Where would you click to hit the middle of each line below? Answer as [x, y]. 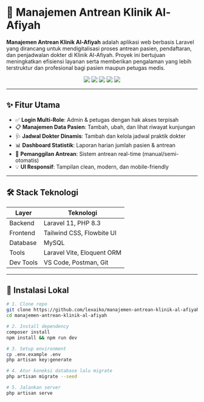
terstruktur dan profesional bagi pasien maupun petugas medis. [86, 68]
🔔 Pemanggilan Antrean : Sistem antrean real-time [78, 153]
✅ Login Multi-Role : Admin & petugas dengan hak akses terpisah [97, 119]
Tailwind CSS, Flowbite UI [80, 233]
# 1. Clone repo [27, 304]
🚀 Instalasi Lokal [38, 290]
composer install [28, 332]
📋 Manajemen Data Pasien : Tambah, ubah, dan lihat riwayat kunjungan [105, 127]
